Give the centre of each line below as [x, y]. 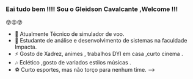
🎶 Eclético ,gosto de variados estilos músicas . [73, 63]
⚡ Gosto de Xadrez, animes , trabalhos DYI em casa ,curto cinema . [99, 54]
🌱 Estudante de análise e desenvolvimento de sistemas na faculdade [101, 41]
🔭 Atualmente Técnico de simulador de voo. [69, 34]
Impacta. [26, 47]
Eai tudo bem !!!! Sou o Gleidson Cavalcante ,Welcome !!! [92, 9]
